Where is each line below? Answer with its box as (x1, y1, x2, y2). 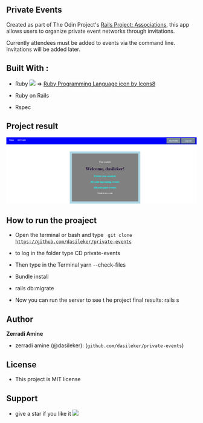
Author (6, 314, 33, 324)
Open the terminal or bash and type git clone (14, 231, 133, 239)
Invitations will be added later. (6, 45, 80, 53)
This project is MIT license (14, 376, 81, 383)
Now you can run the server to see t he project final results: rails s (14, 296, 179, 304)
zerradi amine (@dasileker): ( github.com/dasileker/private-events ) (14, 342, 184, 349)
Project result (6, 121, 59, 132)
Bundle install (14, 273, 49, 281)
